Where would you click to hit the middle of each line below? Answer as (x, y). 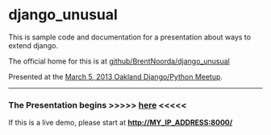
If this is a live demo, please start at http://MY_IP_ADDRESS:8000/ (121, 123)
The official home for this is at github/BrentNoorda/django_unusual (119, 61)
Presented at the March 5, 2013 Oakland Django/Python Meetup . (116, 76)
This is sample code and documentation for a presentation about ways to (130, 37)
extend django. (33, 45)
